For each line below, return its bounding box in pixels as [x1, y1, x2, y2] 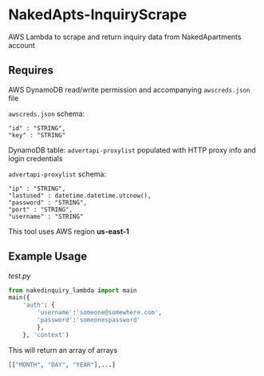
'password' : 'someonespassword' [37, 316, 141, 324]
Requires [8, 64, 54, 77]
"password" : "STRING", [8, 198, 88, 207]
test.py [8, 271, 31, 280]
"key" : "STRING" [8, 131, 66, 139]
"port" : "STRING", [8, 205, 73, 213]
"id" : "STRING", [8, 124, 66, 133]
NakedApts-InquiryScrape [8, 6, 187, 24]
